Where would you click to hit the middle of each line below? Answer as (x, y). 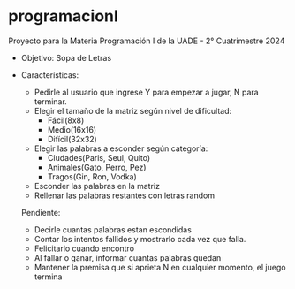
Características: (50, 75)
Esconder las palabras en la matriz (97, 186)
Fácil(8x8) (66, 120)
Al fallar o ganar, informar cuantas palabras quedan (128, 257)
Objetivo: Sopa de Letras (66, 57)
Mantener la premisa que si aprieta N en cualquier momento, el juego (160, 267)
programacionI (63, 16)
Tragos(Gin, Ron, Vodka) (92, 176)
